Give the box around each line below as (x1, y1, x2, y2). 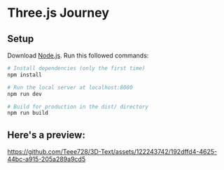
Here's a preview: (7, 129, 85, 141)
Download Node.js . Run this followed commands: (7, 51, 149, 59)
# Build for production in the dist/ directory (7, 103, 149, 110)
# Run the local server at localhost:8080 (7, 84, 133, 91)
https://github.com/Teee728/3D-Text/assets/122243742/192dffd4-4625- (7, 148, 218, 156)
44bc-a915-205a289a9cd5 (7, 155, 86, 164)
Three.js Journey (7, 5, 110, 21)
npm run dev (7, 90, 42, 97)
